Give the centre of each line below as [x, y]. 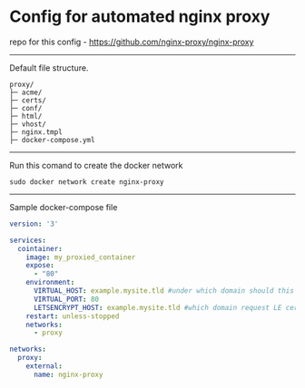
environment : [50, 283]
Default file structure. [49, 68]
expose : [40, 266]
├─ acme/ [26, 92]
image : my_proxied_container [81, 257]
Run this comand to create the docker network [96, 165]
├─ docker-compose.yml [52, 140]
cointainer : [40, 248]
